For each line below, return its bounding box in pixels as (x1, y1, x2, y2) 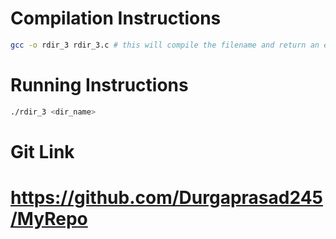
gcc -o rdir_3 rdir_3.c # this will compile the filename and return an (10, 40, 320, 50)
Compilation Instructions (10, 7, 222, 30)
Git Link (10, 140, 75, 163)
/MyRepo (10, 208, 88, 230)
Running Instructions (10, 74, 189, 96)
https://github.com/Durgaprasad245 (10, 187, 323, 209)
